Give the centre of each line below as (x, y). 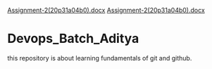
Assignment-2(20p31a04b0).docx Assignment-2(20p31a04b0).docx (106, 10)
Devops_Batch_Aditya (73, 39)
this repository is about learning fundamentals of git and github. (100, 58)
